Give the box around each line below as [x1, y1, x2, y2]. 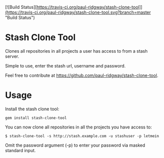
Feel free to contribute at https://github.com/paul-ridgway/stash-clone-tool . [5, 72, 159, 78]
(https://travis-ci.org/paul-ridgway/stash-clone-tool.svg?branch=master [5, 9, 151, 15]
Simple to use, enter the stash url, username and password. [5, 63, 126, 68]
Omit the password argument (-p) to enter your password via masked [5, 142, 145, 148]
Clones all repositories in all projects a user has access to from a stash [5, 48, 148, 54]
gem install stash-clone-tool [5, 115, 67, 120]
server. [5, 53, 20, 59]
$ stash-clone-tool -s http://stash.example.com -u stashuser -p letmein [5, 133, 160, 138]
